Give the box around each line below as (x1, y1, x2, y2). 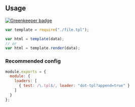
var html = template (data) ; (5, 36, 65, 41)
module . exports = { (5, 69, 47, 74)
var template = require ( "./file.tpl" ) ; (5, 27, 89, 32)
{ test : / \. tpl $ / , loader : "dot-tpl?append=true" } (18, 83, 130, 88)
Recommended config (5, 58, 61, 65)
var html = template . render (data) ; (5, 45, 80, 51)
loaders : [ (14, 78, 37, 84)
